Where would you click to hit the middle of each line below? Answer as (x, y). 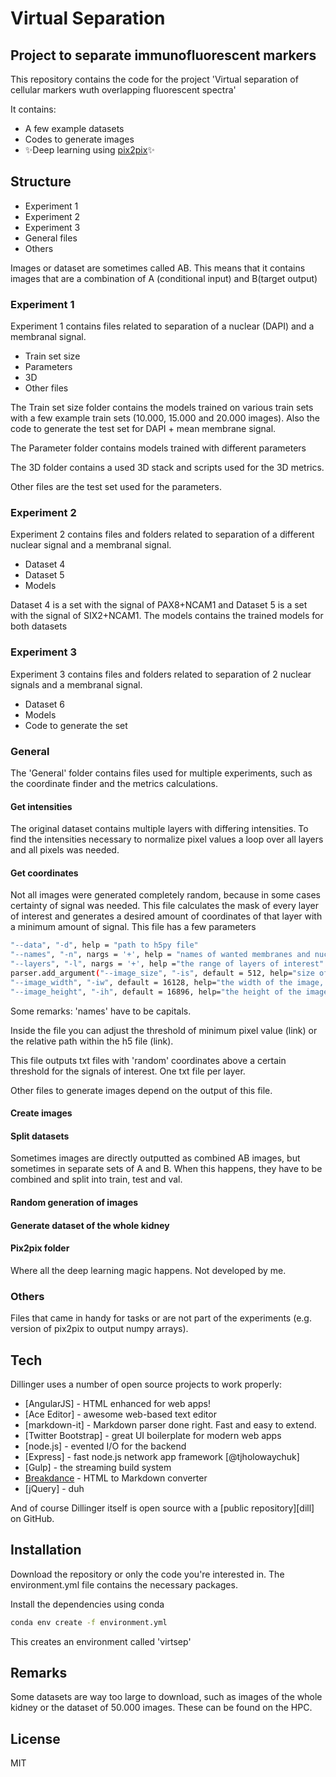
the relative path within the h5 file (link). (92, 1041)
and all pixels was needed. (65, 850)
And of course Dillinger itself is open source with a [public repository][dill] (162, 1508)
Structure (41, 182)
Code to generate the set (76, 725)
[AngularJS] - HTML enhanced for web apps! (117, 1403)
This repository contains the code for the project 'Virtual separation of (154, 79)
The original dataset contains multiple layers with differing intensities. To (159, 829)
